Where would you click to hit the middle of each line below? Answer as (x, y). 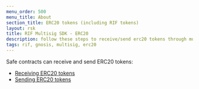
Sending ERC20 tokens (43, 79)
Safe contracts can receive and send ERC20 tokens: (70, 61)
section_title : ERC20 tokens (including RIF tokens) (73, 23)
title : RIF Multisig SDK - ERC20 (47, 34)
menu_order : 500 (26, 12)
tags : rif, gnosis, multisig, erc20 (51, 45)
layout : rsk (21, 28)
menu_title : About (29, 17)
